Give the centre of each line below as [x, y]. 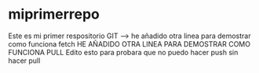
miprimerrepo [54, 14]
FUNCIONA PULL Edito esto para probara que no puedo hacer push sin [123, 52]
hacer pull [24, 61]
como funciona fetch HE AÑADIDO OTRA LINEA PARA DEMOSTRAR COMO [129, 43]
